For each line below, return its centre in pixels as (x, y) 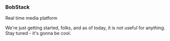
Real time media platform (31, 18)
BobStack (18, 7)
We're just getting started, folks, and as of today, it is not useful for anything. (85, 28)
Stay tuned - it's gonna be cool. (38, 33)
